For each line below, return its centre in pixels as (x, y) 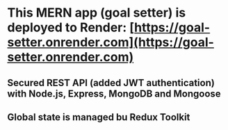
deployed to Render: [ (71, 27)
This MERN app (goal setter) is (97, 13)
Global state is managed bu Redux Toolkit (99, 117)
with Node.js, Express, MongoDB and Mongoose (114, 94)
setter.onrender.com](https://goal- (111, 42)
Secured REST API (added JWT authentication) (111, 82)
